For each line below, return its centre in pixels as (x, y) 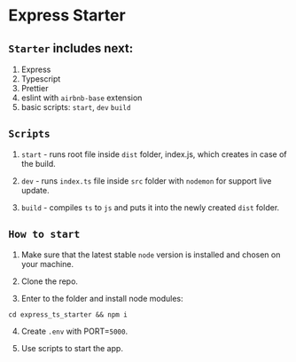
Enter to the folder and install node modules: (102, 298)
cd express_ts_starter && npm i (68, 315)
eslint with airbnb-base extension (82, 98)
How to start (44, 234)
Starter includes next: (71, 48)
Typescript (41, 79)
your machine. (47, 264)
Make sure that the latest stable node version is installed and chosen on (151, 255)
